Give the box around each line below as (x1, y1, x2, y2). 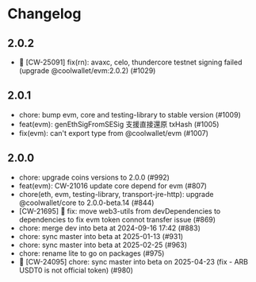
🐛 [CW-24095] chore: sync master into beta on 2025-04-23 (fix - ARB (18, 257, 249, 266)
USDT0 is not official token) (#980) (18, 265, 134, 275)
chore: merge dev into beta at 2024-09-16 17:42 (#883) (18, 223, 201, 233)
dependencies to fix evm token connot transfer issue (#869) (18, 214, 216, 224)
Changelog (7, 5, 82, 23)
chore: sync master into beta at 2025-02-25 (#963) (18, 240, 188, 249)
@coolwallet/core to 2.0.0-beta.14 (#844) (18, 198, 155, 207)
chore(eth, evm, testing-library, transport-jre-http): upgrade (18, 189, 214, 199)
